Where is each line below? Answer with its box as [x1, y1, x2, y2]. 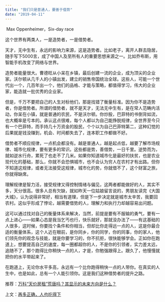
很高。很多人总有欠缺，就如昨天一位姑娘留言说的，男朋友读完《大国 [22, 188, 160, 193]
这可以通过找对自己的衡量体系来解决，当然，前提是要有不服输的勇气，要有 [5, 210, 156, 216]
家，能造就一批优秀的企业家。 [5, 88, 65, 94]
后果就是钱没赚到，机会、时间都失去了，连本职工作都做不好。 [5, 129, 130, 136]
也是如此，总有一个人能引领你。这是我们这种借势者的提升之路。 [18, 270, 147, 276]
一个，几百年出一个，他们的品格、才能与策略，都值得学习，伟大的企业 [13, 82, 156, 88]
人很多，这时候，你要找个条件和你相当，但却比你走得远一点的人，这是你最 [5, 223, 156, 228]
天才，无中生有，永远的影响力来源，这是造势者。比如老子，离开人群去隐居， [5, 47, 160, 53]
